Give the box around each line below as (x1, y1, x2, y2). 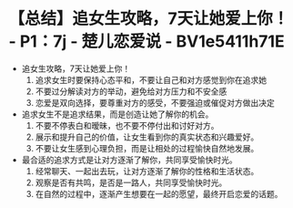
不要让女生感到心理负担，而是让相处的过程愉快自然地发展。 (35, 142, 259, 153)
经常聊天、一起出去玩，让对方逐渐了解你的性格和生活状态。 (35, 165, 259, 176)
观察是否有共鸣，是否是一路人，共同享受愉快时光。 (35, 177, 227, 188)
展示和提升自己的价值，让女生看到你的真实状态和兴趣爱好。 (35, 131, 259, 142)
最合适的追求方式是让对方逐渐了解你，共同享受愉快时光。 (21, 154, 237, 165)
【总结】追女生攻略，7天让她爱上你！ (8, 8, 289, 29)
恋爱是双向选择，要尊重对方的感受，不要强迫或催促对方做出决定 (35, 97, 275, 108)
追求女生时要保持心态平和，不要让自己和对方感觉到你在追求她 (35, 74, 268, 85)
